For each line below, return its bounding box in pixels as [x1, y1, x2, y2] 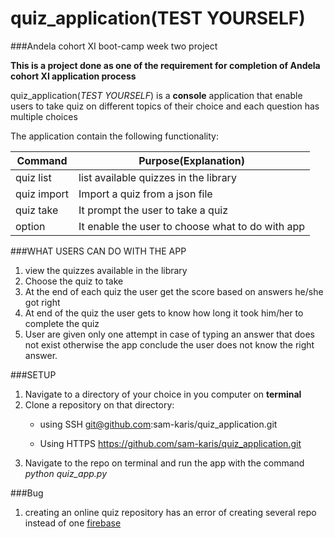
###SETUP [10, 368, 57, 381]
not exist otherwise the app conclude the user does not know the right [24, 338, 315, 351]
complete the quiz [24, 317, 100, 329]
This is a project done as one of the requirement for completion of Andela [10, 59, 321, 71]
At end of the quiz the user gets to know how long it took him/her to [24, 307, 304, 319]
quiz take [15, 203, 59, 217]
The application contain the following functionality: [10, 130, 219, 142]
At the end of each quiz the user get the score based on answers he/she [24, 285, 324, 297]
